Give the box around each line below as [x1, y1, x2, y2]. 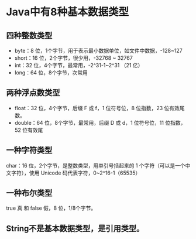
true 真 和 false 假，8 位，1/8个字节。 [6, 204, 97, 211]
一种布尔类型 [6, 188, 53, 198]
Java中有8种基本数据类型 [6, 5, 129, 19]
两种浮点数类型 [6, 88, 60, 98]
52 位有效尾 [14, 127, 43, 134]
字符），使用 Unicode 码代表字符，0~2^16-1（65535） [11, 169, 141, 176]
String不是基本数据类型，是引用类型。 [6, 223, 145, 233]
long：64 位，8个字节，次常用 [14, 69, 88, 76]
